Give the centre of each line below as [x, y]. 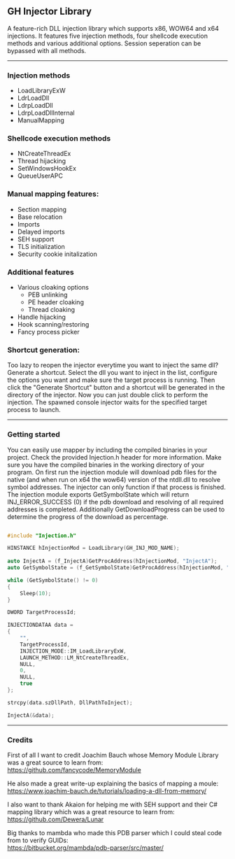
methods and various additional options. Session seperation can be [104, 43]
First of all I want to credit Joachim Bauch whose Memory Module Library [113, 755]
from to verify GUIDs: [38, 840]
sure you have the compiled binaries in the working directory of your [106, 464]
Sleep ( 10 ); [36, 593]
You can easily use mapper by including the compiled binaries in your [107, 450]
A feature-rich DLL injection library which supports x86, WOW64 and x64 [113, 28]
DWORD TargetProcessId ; [42, 612]
